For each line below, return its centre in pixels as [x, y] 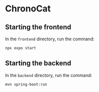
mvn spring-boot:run [26, 84]
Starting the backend [38, 63]
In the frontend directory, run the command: [50, 39]
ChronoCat [28, 9]
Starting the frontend [38, 27]
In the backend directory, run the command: [49, 75]
